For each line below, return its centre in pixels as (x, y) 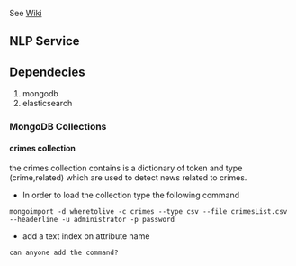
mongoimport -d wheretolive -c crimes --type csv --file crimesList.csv (148, 212)
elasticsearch (47, 104)
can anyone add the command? (64, 253)
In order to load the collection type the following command (131, 195)
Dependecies (47, 72)
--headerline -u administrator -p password (92, 220)
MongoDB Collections (58, 127)
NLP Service (45, 41)
